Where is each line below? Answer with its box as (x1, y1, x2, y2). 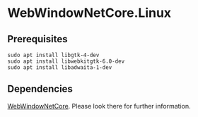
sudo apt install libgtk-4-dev (7, 51, 100, 58)
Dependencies (7, 83, 73, 95)
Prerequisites (7, 33, 68, 45)
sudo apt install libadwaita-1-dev (7, 64, 112, 71)
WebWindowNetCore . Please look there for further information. (7, 101, 191, 110)
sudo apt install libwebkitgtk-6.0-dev (7, 58, 125, 65)
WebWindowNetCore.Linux (7, 5, 172, 21)
